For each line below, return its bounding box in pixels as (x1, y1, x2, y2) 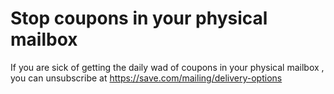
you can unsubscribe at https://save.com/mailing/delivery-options (10, 72, 283, 84)
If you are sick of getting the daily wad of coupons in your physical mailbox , (10, 61, 325, 73)
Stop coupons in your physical (10, 7, 268, 30)
